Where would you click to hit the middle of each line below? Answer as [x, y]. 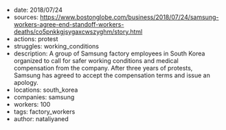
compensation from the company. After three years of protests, [103, 68]
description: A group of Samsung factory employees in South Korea [109, 53]
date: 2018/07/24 [38, 10]
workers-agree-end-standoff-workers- [69, 24]
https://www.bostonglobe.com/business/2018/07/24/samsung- [129, 17]
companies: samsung [44, 97]
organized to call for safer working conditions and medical [96, 61]
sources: [26, 17]
